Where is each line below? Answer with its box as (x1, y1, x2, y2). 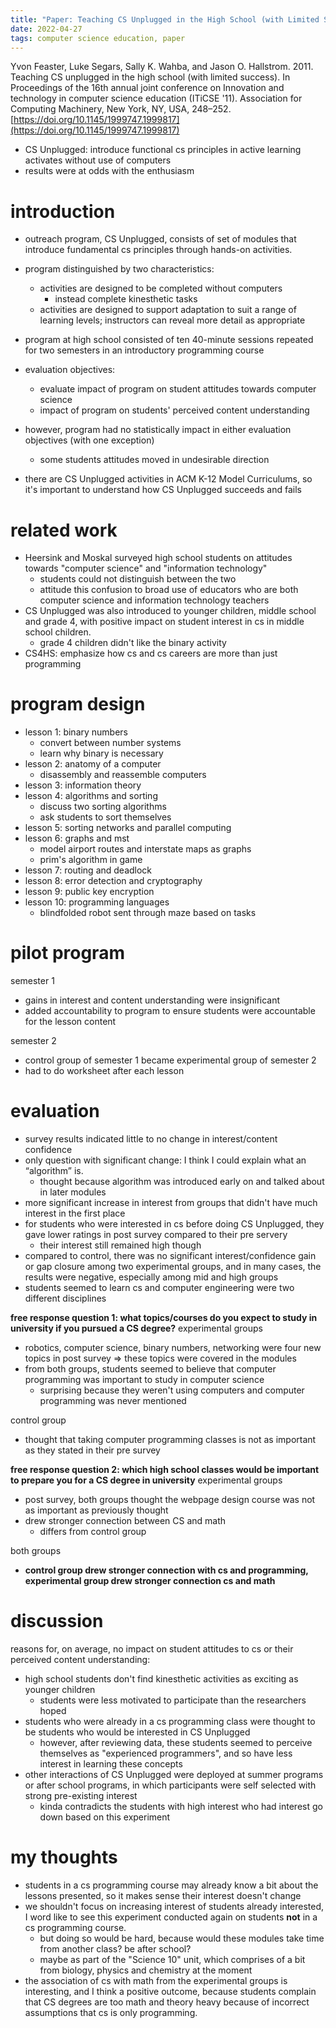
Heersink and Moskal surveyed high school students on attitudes (24, 552, 293, 564)
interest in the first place (24, 1207, 126, 1220)
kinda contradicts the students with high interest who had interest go (39, 1801, 323, 1812)
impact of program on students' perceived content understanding (39, 404, 310, 416)
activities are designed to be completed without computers (39, 282, 283, 295)
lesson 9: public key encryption (24, 886, 155, 898)
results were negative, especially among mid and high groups (24, 1271, 279, 1283)
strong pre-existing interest (24, 1790, 138, 1801)
